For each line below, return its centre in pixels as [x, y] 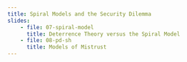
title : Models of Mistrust [66, 47]
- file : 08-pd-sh [46, 41]
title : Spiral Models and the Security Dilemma [80, 14]
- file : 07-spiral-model [57, 27]
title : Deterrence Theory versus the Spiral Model [103, 34]
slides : [19, 21]
